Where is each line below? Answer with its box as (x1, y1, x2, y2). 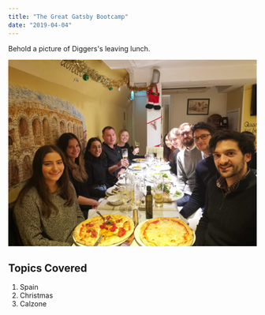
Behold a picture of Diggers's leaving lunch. (8, 43, 151, 53)
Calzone (19, 299, 47, 309)
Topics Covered (8, 261, 88, 275)
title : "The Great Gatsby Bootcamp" (8, 13, 129, 21)
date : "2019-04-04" (8, 21, 73, 29)
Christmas (19, 291, 54, 300)
